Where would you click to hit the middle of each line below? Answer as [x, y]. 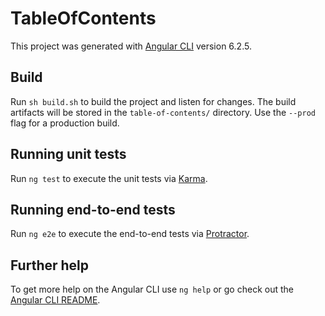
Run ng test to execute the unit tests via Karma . [109, 178]
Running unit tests [68, 154]
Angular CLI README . [55, 300]
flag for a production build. [65, 123]
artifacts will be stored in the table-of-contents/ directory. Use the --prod [163, 112]
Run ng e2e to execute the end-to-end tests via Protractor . [130, 234]
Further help [50, 265]
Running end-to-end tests [93, 209]
